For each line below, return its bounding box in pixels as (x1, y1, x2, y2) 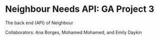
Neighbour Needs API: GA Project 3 (5, 3, 155, 15)
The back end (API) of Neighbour (5, 20, 74, 26)
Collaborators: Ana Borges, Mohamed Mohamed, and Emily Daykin (5, 29, 142, 35)
